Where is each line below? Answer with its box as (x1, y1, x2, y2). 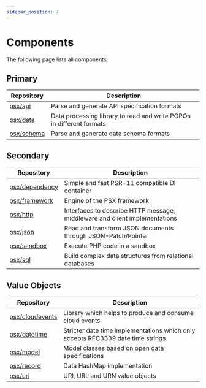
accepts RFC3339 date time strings (63, 334, 166, 342)
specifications (63, 352, 104, 360)
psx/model (9, 348, 40, 356)
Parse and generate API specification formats (51, 102, 182, 110)
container (64, 186, 92, 195)
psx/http (9, 210, 34, 219)
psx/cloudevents (9, 313, 58, 321)
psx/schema (9, 129, 45, 138)
